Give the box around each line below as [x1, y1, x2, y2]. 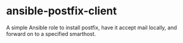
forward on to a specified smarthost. [6, 30, 96, 37]
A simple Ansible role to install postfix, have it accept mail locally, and [6, 24, 178, 31]
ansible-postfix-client [6, 4, 117, 18]
